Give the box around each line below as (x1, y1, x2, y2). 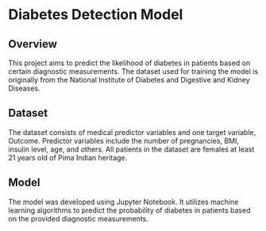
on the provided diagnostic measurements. (8, 214, 149, 223)
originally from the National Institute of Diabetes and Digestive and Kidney (8, 75, 250, 84)
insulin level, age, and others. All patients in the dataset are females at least (8, 144, 255, 154)
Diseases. (8, 83, 41, 93)
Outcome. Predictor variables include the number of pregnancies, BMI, (8, 136, 240, 145)
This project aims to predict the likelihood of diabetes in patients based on (8, 58, 251, 67)
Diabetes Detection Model (8, 6, 183, 24)
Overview (8, 37, 58, 51)
